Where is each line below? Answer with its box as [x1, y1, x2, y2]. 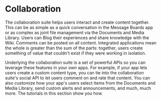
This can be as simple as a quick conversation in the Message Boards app [5, 24, 153, 30]
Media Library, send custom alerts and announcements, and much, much [5, 85, 151, 91]
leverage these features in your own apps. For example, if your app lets [5, 64, 147, 71]
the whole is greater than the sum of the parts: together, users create [5, 45, 143, 51]
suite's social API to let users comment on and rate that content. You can [5, 75, 150, 81]
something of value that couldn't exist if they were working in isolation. [5, 50, 146, 56]
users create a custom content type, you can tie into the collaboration [5, 70, 144, 75]
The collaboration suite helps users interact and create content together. [5, 19, 150, 25]
